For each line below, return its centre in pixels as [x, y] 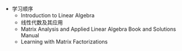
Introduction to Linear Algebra [58, 15]
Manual [30, 35]
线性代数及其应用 [42, 22]
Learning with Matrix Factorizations [64, 42]
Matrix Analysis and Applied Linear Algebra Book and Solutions [98, 29]
